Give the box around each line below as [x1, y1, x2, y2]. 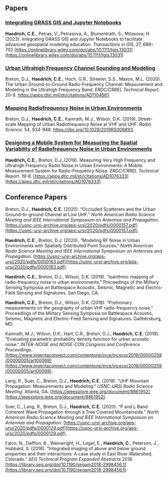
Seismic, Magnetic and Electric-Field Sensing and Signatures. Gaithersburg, [5, 315, 162, 322]
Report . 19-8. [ [5, 173, 35, 179]
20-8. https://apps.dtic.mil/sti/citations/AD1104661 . [5, 92, 110, 98]
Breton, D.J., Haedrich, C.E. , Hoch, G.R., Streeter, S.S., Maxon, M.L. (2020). [5, 75, 161, 82]
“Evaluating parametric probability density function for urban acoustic [5, 336, 149, 342]
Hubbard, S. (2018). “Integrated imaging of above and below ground [5, 445, 146, 452]
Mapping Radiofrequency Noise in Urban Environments [5, 104, 142, 111]
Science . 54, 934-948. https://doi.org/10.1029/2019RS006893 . [5, 127, 134, 133]
